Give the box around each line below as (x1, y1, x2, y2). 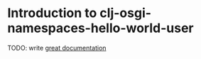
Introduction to (7, 5, 97, 21)
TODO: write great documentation (7, 43, 107, 52)
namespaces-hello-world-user (7, 20, 194, 36)
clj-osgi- (99, 5, 151, 21)
